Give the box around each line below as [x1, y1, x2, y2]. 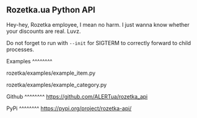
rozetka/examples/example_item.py [6, 69, 96, 77]
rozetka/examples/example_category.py [6, 81, 107, 88]
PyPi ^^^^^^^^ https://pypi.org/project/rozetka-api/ [6, 105, 132, 112]
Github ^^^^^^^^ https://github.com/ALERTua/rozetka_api [6, 92, 148, 100]
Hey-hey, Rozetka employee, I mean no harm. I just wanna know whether [6, 21, 190, 28]
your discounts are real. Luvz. [6, 27, 81, 35]
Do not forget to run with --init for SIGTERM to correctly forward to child [6, 39, 191, 46]
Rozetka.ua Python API [6, 5, 96, 15]
